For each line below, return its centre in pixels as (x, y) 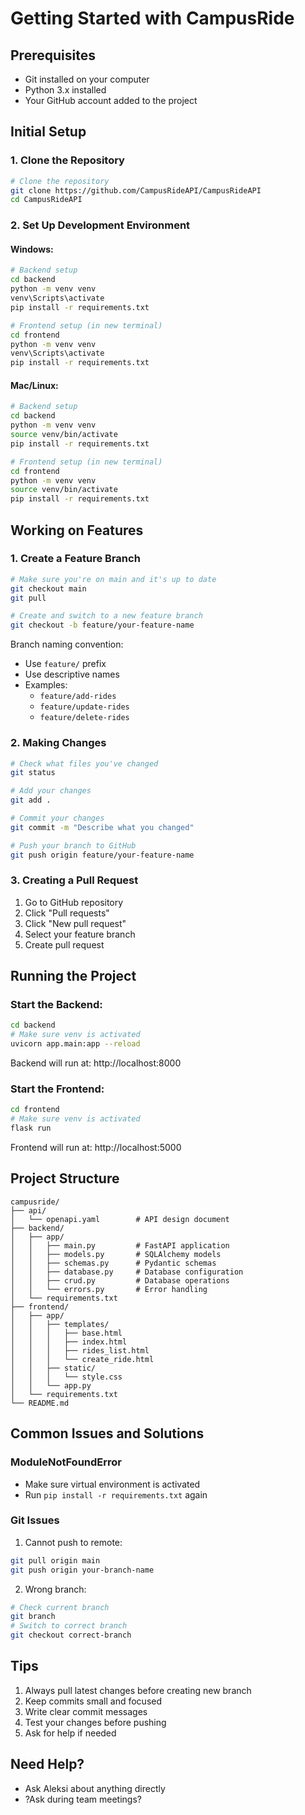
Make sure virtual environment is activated (112, 1484)
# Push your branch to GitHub (73, 845)
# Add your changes (51, 791)
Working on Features (77, 530)
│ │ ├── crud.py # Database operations (120, 1280)
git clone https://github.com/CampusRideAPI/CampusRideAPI (136, 190)
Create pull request (64, 944)
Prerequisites (53, 55)
